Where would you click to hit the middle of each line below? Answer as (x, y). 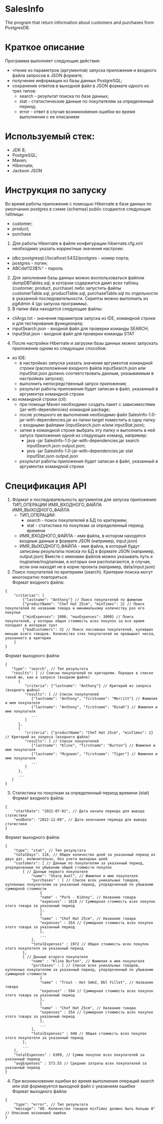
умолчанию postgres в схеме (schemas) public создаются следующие (78, 209)
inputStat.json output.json (53, 456)
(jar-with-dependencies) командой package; (65, 409)
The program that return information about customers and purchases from (80, 22)
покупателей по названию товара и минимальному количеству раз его (75, 608)
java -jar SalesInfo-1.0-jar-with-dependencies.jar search (83, 440)
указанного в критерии (28, 638)
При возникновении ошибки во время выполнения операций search (83, 1081)
